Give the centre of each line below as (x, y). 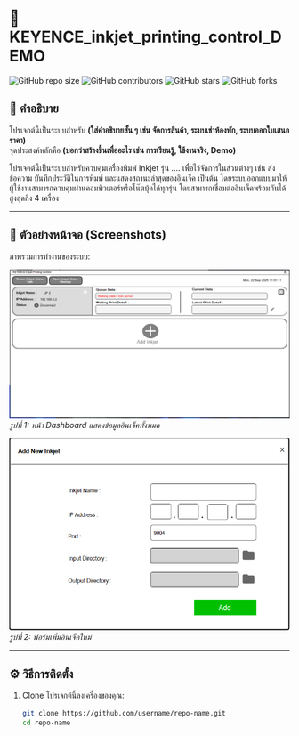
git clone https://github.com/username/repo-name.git (124, 714)
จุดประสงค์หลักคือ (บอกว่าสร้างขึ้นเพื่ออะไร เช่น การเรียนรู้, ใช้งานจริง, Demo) (123, 150)
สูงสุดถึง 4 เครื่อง (34, 198)
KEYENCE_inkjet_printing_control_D (145, 37)
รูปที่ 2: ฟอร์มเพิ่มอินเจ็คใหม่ (50, 637)
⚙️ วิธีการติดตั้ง (41, 674)
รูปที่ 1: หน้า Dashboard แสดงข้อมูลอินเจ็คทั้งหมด (85, 425)
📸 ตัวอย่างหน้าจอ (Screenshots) (88, 235)
